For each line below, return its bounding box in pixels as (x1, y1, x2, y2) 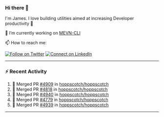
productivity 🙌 (5, 20, 33, 26)
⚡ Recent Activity (5, 68, 47, 75)
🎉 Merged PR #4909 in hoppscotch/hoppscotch (12, 81, 109, 87)
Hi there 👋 (5, 4, 29, 11)
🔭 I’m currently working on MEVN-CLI (5, 30, 81, 36)
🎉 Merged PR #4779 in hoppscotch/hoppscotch (12, 97, 108, 102)
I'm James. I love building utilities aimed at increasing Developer (5, 16, 134, 21)
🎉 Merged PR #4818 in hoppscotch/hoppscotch (12, 86, 108, 92)
